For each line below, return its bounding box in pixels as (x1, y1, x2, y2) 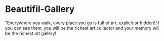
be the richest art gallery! (5, 30, 57, 36)
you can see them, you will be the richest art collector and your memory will (5, 25, 160, 31)
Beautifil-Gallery (5, 3, 75, 15)
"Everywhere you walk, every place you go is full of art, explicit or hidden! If (5, 20, 160, 26)
